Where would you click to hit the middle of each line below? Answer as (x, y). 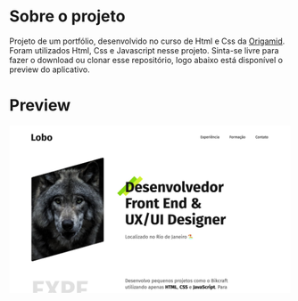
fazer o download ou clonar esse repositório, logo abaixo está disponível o (146, 60)
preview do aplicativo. (50, 69)
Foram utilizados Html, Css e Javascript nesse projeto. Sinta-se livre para (144, 50)
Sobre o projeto (67, 16)
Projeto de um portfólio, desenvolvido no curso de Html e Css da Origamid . (147, 41)
